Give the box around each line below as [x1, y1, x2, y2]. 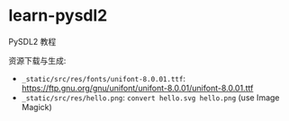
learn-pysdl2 [8, 5, 108, 26]
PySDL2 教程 [8, 36, 57, 47]
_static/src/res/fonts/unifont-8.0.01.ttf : [21, 73, 186, 83]
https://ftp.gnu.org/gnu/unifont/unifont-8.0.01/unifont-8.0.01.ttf [21, 82, 254, 93]
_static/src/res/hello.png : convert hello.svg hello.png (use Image [21, 91, 280, 103]
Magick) [21, 101, 53, 112]
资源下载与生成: [8, 55, 67, 65]
